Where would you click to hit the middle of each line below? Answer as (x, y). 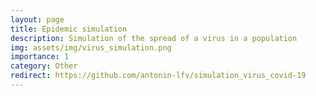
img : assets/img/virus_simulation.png (91, 47)
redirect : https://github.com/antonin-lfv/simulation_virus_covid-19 (158, 76)
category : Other (44, 66)
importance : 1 (40, 57)
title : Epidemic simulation (69, 29)
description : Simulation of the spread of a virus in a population (154, 38)
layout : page (37, 19)
